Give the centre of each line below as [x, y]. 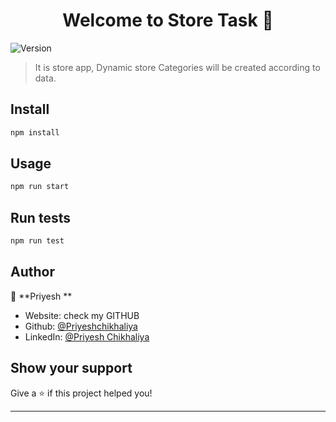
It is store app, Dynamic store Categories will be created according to [177, 67]
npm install [35, 132]
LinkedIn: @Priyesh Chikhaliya [87, 336]
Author [32, 272]
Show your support [71, 368]
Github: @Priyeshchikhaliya [81, 326]
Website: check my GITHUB [82, 315]
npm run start [40, 187]
